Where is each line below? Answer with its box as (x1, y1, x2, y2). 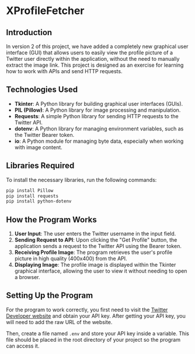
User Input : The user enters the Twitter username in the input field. (14, 230, 176, 238)
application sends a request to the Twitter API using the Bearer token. (14, 243, 182, 250)
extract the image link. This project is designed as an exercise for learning (6, 61, 184, 68)
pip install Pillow (6, 187, 54, 194)
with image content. (14, 143, 62, 150)
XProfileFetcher (6, 4, 85, 18)
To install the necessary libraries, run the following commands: (6, 176, 157, 183)
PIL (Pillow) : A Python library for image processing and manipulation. (14, 106, 181, 114)
